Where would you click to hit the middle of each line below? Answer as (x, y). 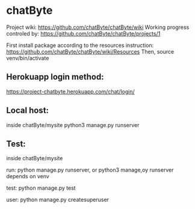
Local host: (28, 111)
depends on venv (28, 176)
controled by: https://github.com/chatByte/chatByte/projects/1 (83, 33)
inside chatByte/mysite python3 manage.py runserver (73, 125)
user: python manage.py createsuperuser (58, 200)
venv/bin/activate (28, 58)
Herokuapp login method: (55, 77)
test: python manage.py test (41, 188)
